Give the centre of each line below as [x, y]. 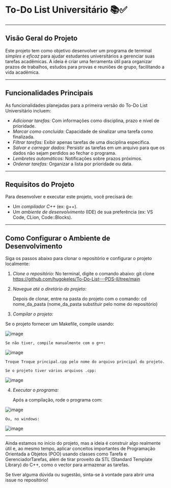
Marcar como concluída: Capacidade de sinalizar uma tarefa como [83, 131]
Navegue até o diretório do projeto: [50, 289]
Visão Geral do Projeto [41, 38]
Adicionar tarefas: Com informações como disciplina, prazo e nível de [86, 121]
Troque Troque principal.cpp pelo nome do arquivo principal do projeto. [85, 362]
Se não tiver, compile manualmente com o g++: [55, 343]
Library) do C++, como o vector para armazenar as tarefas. [67, 465]
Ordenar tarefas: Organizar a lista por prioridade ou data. [73, 164]
